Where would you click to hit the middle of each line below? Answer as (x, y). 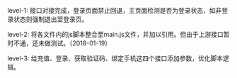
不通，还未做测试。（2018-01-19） (62, 43)
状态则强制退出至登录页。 (51, 19)
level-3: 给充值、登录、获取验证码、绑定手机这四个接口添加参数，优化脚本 (115, 58)
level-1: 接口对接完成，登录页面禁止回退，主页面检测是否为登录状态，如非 (115, 10)
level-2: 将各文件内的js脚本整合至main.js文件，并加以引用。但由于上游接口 (116, 34)
